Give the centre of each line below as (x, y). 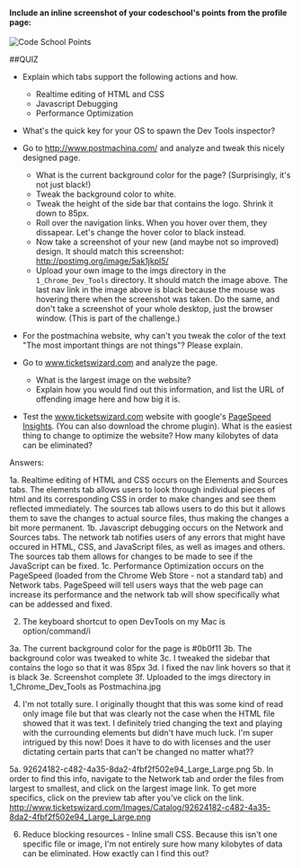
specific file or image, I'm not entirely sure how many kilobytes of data (152, 844)
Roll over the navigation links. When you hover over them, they (151, 223)
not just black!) (63, 185)
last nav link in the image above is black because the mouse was (155, 290)
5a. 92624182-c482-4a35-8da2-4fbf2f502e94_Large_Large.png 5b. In (142, 769)
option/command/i (57, 631)
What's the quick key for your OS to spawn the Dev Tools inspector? (149, 131)
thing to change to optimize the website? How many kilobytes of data (150, 436)
